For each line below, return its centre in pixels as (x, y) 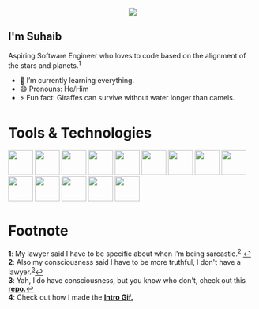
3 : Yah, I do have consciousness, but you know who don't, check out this (127, 280)
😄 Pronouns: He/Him (54, 89)
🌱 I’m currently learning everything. (77, 81)
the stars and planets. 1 (45, 65)
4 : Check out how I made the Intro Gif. (71, 297)
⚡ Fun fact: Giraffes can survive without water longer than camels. (127, 98)
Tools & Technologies (80, 132)
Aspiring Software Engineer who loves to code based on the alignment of (127, 55)
